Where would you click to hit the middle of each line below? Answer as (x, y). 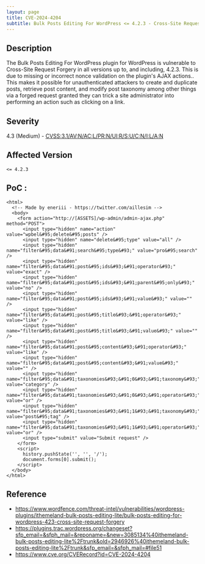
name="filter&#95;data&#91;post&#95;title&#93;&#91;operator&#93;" (94, 315)
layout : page (23, 12)
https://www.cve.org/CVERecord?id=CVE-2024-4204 (83, 554)
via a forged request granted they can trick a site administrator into (90, 96)
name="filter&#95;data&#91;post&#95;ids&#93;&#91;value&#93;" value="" (99, 299)
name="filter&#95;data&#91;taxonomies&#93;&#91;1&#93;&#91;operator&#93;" (103, 427)
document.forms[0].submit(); (59, 459)
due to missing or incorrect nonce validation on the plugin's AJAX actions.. (100, 76)
